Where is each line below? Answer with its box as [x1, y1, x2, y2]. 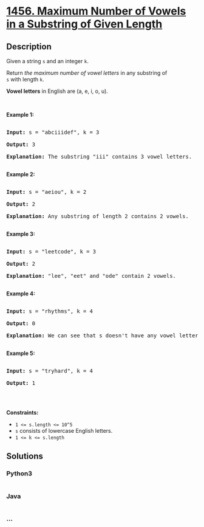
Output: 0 [6, 320, 35, 326]
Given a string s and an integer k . [6, 58, 89, 64]
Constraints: [6, 409, 39, 416]
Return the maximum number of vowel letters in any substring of [6, 69, 168, 77]
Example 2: [6, 171, 35, 177]
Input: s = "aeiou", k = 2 [6, 188, 87, 195]
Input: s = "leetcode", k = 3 [6, 248, 97, 255]
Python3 [6, 469, 32, 478]
